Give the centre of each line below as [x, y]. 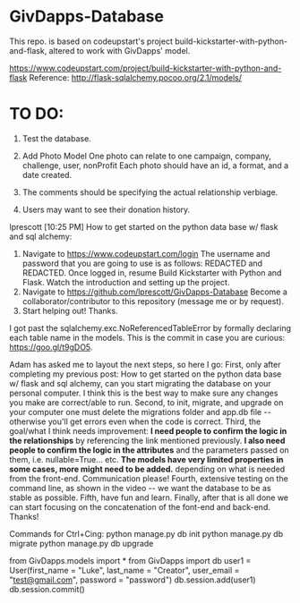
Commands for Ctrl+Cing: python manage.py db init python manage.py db [146, 533]
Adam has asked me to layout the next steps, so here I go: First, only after [145, 364]
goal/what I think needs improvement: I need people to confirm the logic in [148, 430]
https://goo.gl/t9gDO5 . [51, 347]
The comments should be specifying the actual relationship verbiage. [150, 192]
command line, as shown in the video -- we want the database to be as [140, 488]
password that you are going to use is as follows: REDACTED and [142, 263]
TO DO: [37, 114]
